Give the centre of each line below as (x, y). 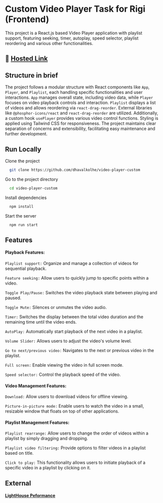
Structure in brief (32, 75)
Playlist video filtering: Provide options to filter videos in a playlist (75, 448)
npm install (22, 206)
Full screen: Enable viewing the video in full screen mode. (64, 365)
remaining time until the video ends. (41, 322)
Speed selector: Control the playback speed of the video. (63, 374)
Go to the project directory (32, 179)
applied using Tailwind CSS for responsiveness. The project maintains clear (81, 124)
